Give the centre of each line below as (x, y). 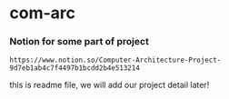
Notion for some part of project (80, 42)
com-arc (42, 13)
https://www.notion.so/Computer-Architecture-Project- (115, 60)
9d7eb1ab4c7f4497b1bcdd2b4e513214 (75, 68)
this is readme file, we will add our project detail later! (110, 85)
